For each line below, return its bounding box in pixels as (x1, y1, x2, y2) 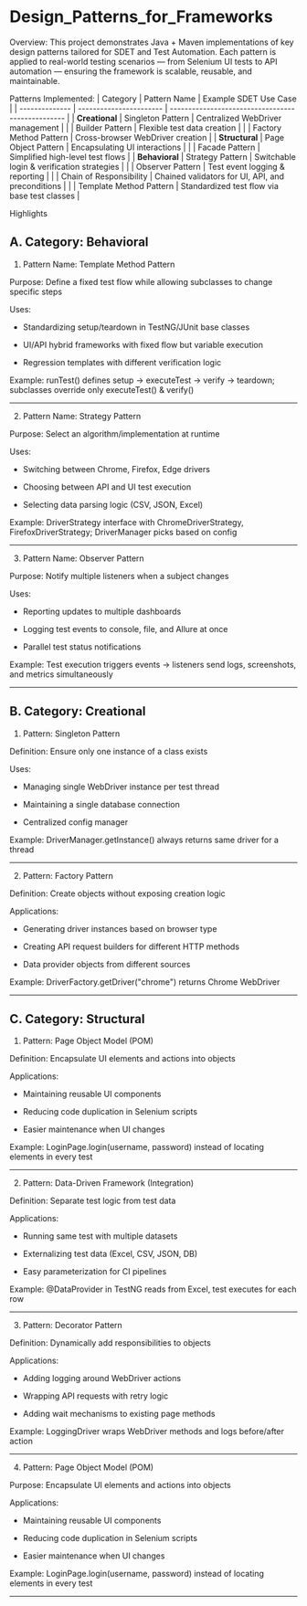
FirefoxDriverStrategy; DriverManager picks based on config (9, 526, 238, 537)
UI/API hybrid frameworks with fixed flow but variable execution (22, 339, 263, 350)
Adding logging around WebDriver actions (22, 1373, 181, 1384)
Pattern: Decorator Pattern (22, 1320, 123, 1331)
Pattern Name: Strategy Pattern (22, 410, 142, 421)
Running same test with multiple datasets (22, 1231, 178, 1241)
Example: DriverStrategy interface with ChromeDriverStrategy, (9, 516, 244, 527)
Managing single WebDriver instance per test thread (22, 781, 220, 792)
